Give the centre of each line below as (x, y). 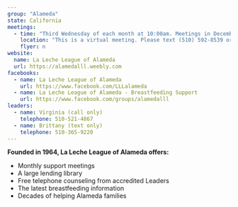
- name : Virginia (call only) (58, 112)
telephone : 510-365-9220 (57, 132)
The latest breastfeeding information (71, 189)
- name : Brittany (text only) (58, 125)
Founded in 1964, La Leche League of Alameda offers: (88, 152)
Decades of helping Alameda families (72, 196)
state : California (34, 20)
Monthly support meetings (56, 166)
